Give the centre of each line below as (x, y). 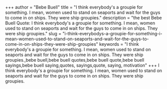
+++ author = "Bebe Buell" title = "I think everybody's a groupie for (74, 7)
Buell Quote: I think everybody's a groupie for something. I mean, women (80, 23)
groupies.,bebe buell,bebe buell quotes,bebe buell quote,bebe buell (75, 60)
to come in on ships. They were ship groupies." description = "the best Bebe (83, 18)
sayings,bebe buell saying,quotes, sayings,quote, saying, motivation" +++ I (82, 65)
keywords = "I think (119, 44)
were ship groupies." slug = (33, 34)
